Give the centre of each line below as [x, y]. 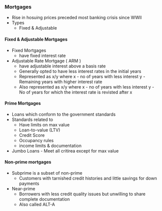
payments [29, 183]
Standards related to [32, 120]
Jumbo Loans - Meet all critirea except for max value [65, 151]
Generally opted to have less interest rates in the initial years [80, 71]
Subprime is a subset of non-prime [47, 173]
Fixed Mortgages [29, 50]
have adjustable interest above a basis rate [62, 66]
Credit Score [32, 135]
